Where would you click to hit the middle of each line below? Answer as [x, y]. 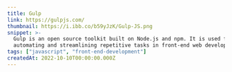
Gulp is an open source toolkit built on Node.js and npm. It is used [117, 39]
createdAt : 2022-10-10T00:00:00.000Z [61, 58]
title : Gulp [24, 13]
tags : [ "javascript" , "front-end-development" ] [77, 52]
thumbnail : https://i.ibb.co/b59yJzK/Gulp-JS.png [80, 26]
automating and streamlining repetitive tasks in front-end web [108, 45]
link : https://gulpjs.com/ [46, 20]
